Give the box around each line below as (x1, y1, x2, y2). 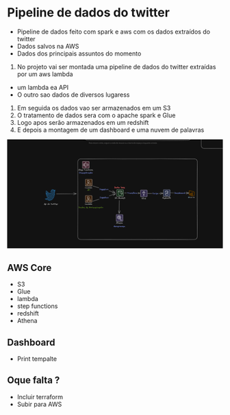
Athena (16, 317, 38, 325)
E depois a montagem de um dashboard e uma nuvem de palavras (16, 126, 205, 134)
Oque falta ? (7, 375, 60, 386)
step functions (16, 302, 58, 310)
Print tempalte (16, 355, 57, 363)
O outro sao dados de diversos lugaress (16, 91, 130, 99)
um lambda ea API (16, 83, 69, 91)
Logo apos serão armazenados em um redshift (16, 118, 149, 126)
